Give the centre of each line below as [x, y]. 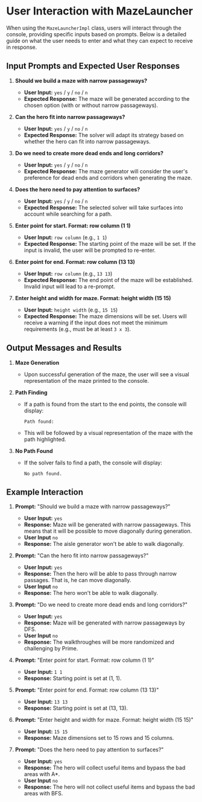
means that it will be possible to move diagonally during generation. [108, 531]
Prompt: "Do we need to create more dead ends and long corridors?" [101, 605]
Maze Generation [37, 362]
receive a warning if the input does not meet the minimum [96, 322]
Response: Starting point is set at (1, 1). [73, 678]
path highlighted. [45, 439]
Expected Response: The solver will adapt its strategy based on [104, 135]
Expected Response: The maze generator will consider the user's [106, 171]
